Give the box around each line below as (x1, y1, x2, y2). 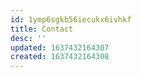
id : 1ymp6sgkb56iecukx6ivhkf (10, 14, 132, 25)
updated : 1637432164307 (10, 42, 110, 53)
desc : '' (10, 33, 47, 43)
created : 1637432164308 (10, 52, 110, 62)
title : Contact (10, 24, 74, 34)
